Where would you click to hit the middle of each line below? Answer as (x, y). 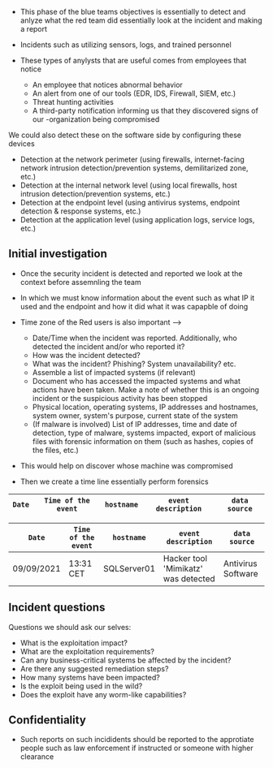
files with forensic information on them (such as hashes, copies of (143, 441)
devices (22, 144)
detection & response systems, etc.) (80, 211)
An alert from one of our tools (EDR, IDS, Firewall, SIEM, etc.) (134, 93)
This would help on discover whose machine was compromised (126, 465)
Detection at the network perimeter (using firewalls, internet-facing (132, 159)
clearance (37, 757)
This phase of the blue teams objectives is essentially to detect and (133, 12)
